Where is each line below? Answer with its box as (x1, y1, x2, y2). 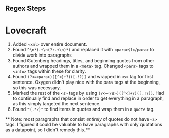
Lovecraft (5, 24, 47, 36)
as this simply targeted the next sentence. (12, 101, 101, 107)
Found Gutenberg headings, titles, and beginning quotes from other (12, 58, 154, 64)
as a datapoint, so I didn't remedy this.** (5, 127, 90, 133)
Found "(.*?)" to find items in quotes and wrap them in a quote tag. (12, 106, 155, 113)
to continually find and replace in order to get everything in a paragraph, (12, 95, 164, 101)
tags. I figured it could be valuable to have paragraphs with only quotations (5, 122, 163, 128)
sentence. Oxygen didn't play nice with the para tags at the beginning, (12, 79, 160, 86)
